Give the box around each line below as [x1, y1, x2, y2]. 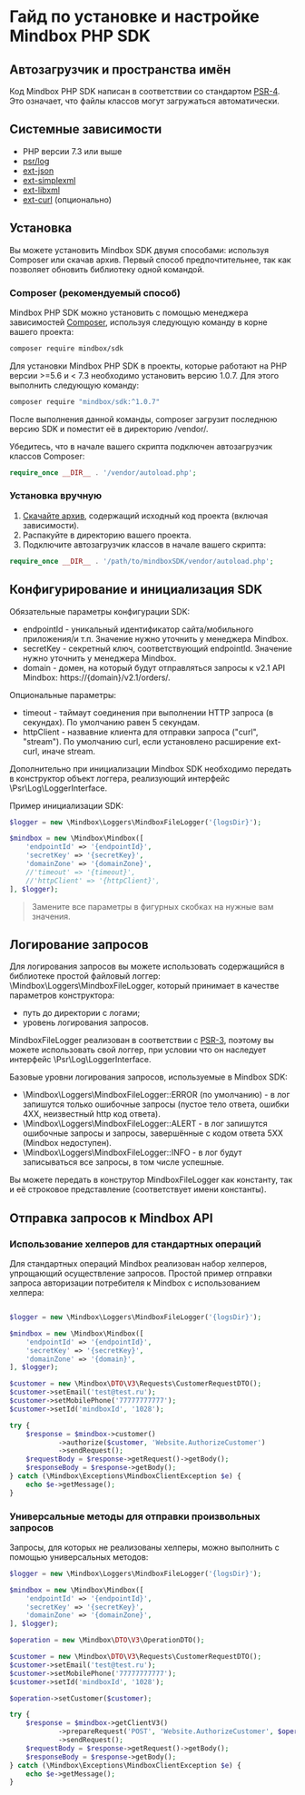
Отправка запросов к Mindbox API [9, 1210, 213, 1226]
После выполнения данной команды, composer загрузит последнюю [9, 413, 278, 424]
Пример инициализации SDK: [9, 800, 124, 811]
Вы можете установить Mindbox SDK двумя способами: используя [9, 244, 270, 255]
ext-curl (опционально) [22, 193, 112, 205]
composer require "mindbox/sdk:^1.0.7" [9, 397, 161, 406]
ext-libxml [22, 184, 61, 195]
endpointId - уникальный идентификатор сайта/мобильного [22, 624, 254, 635]
